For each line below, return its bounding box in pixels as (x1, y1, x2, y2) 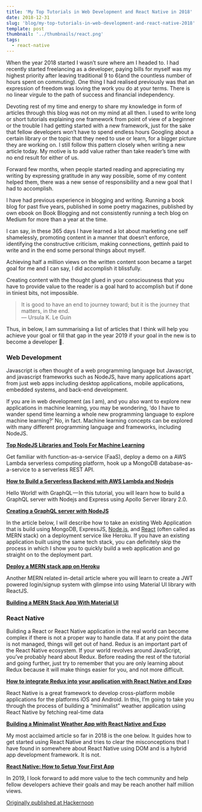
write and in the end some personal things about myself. (6, 247, 146, 254)
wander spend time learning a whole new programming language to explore (6, 411, 195, 418)
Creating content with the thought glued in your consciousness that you (6, 276, 185, 283)
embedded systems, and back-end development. (6, 386, 128, 394)
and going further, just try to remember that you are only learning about (6, 659, 184, 667)
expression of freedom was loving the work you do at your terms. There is (6, 84, 191, 92)
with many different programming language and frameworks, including (6, 423, 181, 431)
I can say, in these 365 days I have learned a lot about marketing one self (6, 227, 188, 234)
